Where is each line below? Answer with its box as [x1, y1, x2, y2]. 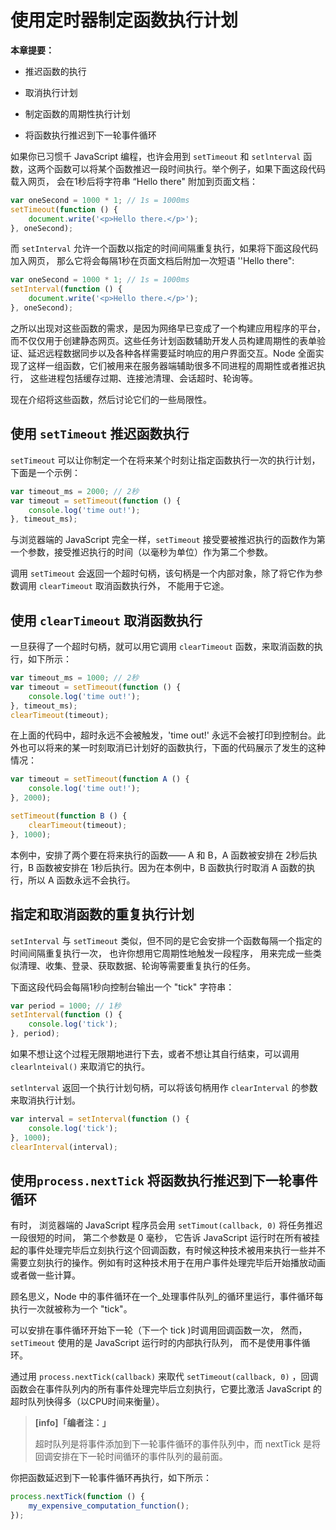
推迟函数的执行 [24, 65, 87, 77]
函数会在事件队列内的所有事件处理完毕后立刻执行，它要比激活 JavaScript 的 [10, 1383, 323, 1395]
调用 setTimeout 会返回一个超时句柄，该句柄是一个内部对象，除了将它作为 [10, 567, 315, 580]
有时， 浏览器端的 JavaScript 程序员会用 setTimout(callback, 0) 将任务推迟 [10, 1219, 323, 1231]
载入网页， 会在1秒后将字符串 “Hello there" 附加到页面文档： [10, 175, 258, 187]
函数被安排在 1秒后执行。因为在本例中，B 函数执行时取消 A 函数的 [36, 861, 307, 873]
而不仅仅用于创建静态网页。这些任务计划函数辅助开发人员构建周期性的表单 [10, 334, 317, 346]
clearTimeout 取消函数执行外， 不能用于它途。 [38, 580, 230, 592]
